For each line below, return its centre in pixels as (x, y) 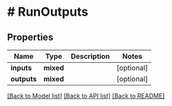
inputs (21, 68)
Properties (30, 37)
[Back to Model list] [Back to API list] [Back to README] (86, 96)
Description (90, 56)
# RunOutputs (48, 12)
